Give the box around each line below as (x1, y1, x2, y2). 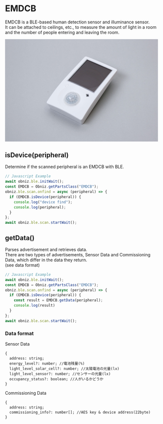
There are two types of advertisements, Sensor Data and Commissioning (5, 251, 151, 257)
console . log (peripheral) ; (14, 205, 66, 210)
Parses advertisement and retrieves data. (5, 247, 87, 252)
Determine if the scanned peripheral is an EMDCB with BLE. (5, 164, 124, 170)
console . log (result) (14, 303, 55, 308)
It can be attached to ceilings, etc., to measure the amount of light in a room (5, 24, 157, 30)
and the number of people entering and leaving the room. (5, 29, 120, 35)
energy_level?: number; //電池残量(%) (9, 361, 85, 366)
